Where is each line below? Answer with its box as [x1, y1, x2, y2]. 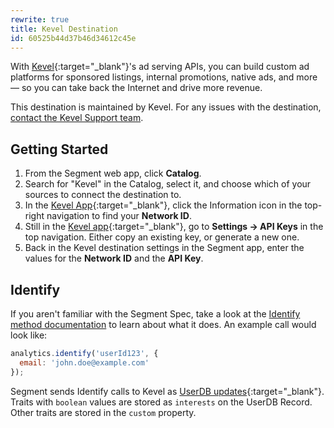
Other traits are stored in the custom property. [10, 406, 197, 418]
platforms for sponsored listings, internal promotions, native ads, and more [10, 71, 318, 83]
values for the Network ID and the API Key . [24, 252, 204, 265]
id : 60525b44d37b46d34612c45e [10, 33, 137, 43]
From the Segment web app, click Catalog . [24, 167, 202, 180]
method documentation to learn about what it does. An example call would [10, 319, 317, 330]
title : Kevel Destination [10, 24, 118, 34]
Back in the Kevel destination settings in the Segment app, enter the [24, 242, 305, 254]
